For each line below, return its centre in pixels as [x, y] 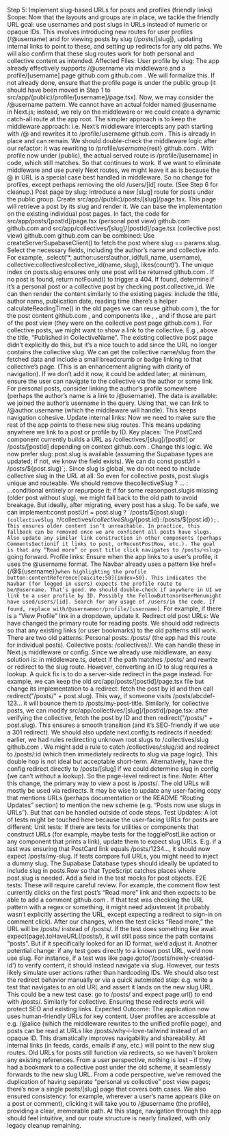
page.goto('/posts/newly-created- [167, 958]
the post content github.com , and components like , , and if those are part [112, 316]
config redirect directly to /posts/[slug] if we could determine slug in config [113, 769]
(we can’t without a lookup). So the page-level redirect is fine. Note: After [110, 776]
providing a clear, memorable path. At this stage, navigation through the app [114, 1111]
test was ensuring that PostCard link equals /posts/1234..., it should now [109, 849]
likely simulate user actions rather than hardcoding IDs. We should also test [113, 973]
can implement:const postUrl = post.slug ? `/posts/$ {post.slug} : [97, 512]
